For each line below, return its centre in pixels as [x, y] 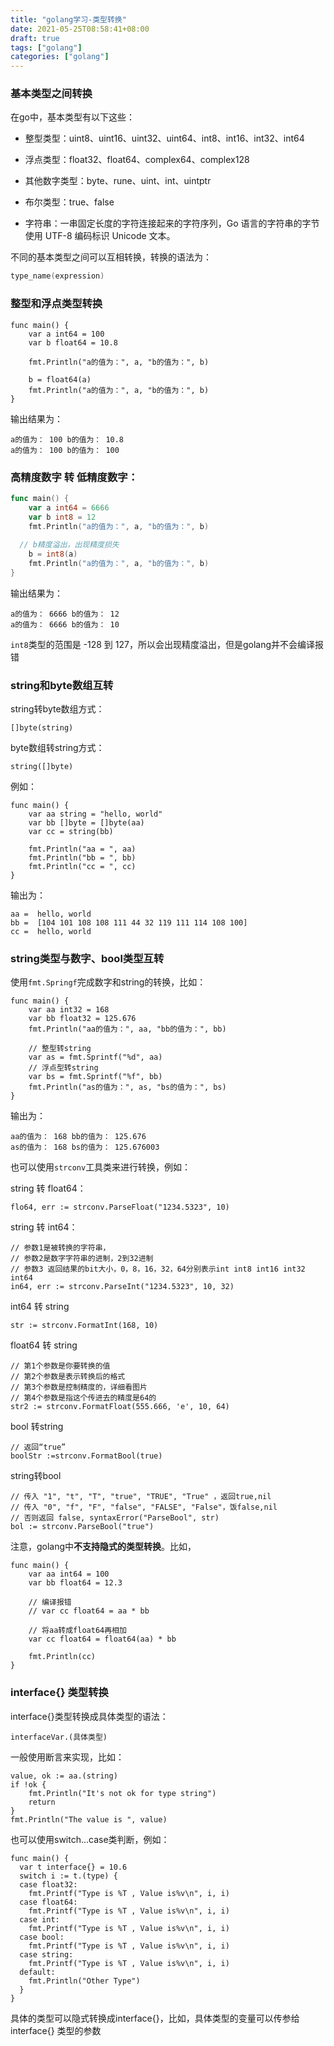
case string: [46, 1954]
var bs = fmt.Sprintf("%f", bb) [95, 1077]
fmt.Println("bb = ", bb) [82, 858]
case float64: [48, 1902]
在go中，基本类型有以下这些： [72, 117]
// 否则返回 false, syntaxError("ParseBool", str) [115, 1518]
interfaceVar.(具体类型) [59, 1737]
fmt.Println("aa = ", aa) [82, 849]
